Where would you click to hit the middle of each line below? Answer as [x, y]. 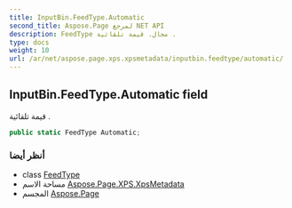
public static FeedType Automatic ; [75, 132]
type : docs [29, 42]
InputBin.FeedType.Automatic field [109, 95]
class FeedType [51, 174]
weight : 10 [29, 51]
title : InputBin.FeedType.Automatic [77, 17]
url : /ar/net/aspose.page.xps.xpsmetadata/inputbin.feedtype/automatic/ [146, 59]
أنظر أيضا [27, 155]
